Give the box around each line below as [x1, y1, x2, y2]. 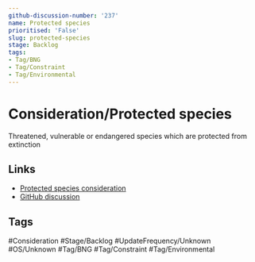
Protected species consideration [19, 183, 126, 193]
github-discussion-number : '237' [8, 11, 119, 20]
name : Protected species [8, 19, 91, 27]
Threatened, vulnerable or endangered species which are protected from [8, 131, 248, 141]
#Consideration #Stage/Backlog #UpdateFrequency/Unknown [8, 236, 211, 246]
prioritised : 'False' [8, 26, 80, 34]
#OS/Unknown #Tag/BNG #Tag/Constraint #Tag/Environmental [8, 245, 215, 254]
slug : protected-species [8, 33, 91, 42]
